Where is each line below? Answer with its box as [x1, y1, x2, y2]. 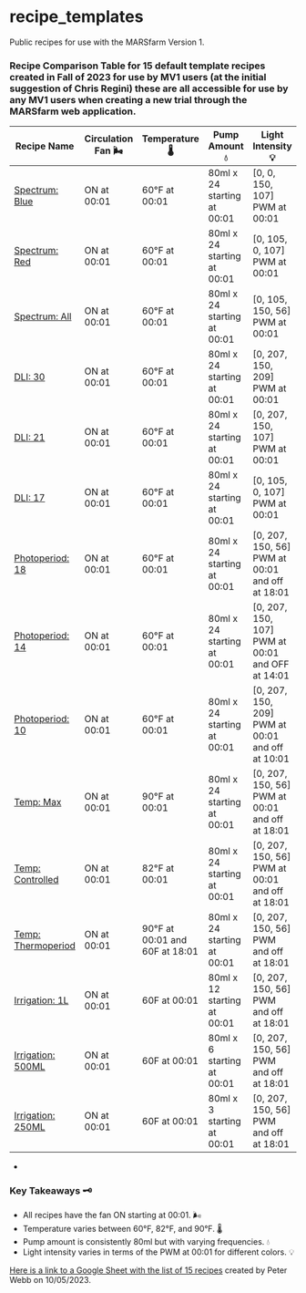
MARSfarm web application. [9, 105, 137, 118]
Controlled [14, 874, 59, 886]
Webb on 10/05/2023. [9, 1274, 91, 1285]
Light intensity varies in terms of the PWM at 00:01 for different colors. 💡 [22, 1246, 295, 1257]
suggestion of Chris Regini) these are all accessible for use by [9, 82, 289, 95]
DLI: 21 [14, 431, 46, 444]
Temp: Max [14, 796, 62, 809]
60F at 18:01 [141, 946, 199, 958]
